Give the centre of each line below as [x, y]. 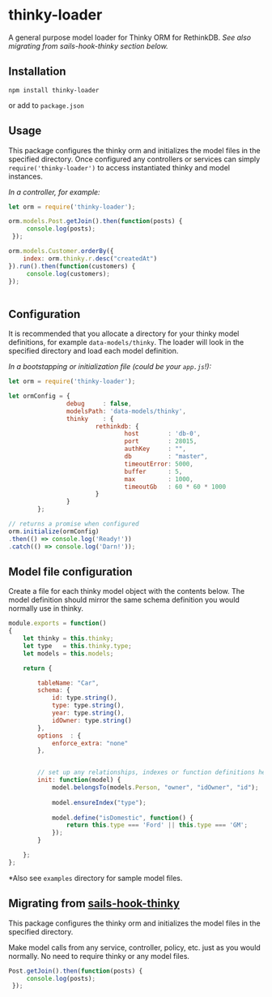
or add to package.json [47, 105]
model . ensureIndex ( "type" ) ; [99, 802]
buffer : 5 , [153, 471]
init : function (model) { [79, 780]
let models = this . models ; [68, 653]
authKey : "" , [155, 449]
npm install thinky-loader [54, 90]
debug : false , [99, 403]
